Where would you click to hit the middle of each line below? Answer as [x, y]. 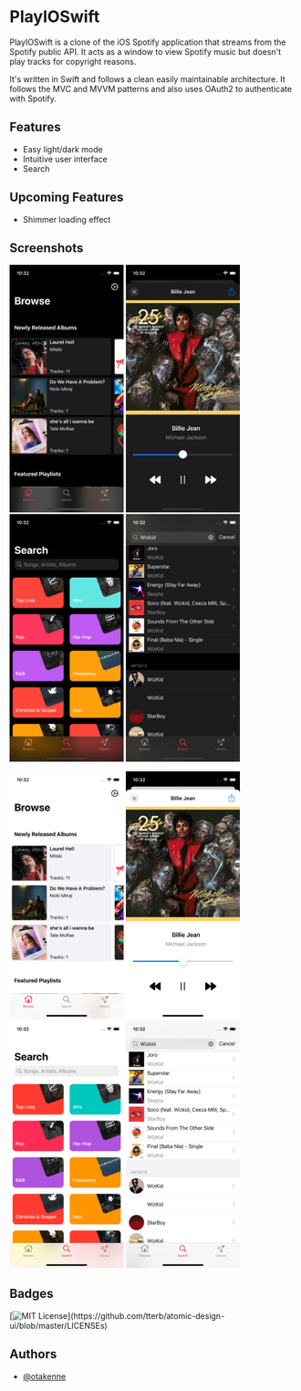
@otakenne [44, 1376]
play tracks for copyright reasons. [73, 61]
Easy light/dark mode [62, 149]
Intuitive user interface [65, 159]
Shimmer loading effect [67, 219]
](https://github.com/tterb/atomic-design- [146, 1315]
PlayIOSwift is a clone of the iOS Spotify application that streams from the [148, 42]
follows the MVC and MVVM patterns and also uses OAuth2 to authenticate [151, 89]
